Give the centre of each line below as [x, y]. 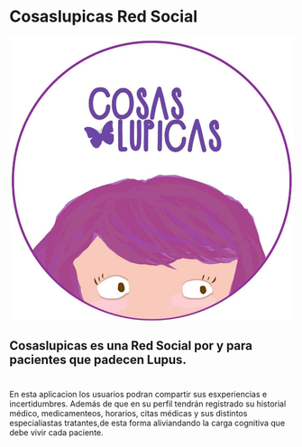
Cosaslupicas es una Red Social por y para [131, 346]
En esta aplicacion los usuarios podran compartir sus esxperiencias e [138, 394]
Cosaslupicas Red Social [104, 17]
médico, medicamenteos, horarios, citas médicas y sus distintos [128, 413]
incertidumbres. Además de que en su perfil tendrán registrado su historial [148, 404]
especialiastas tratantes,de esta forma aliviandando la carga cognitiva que [147, 423]
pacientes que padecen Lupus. [98, 360]
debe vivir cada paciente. [56, 432]
